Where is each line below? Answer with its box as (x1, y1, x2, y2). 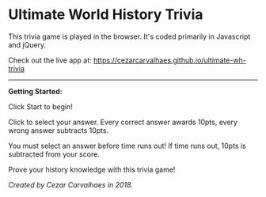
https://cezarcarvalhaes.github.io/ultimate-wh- (93, 55, 247, 65)
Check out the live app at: (8, 55, 93, 65)
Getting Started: (8, 86, 63, 96)
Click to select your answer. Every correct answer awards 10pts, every (8, 117, 237, 127)
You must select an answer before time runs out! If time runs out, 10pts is (8, 141, 247, 150)
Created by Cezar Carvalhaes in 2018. (8, 180, 133, 189)
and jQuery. (8, 40, 46, 49)
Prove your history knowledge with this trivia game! (8, 165, 176, 174)
